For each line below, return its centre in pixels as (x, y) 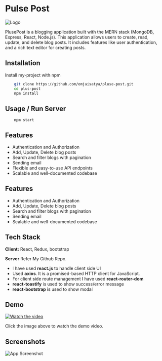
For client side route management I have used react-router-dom (78, 279)
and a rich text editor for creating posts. (45, 47)
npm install (26, 93)
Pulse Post (27, 9)
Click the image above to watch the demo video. (54, 326)
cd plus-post (27, 89)
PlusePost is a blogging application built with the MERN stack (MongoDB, (80, 32)
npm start (24, 120)
